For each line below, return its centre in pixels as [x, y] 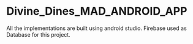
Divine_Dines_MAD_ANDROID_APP [97, 11]
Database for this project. [38, 34]
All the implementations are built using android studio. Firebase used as [96, 28]
